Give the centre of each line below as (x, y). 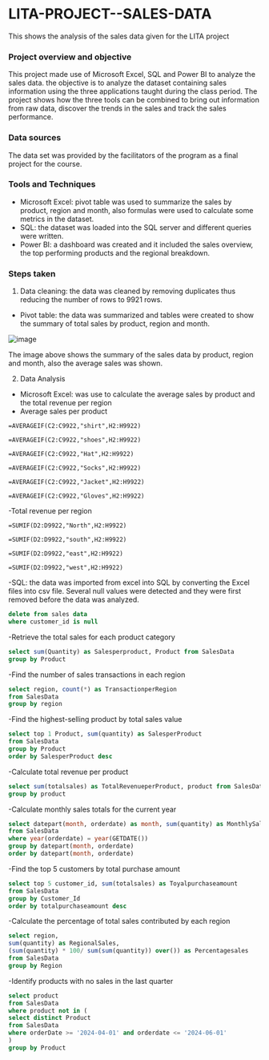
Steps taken (32, 273)
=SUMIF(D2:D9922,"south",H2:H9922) (68, 540)
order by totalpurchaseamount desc (68, 906)
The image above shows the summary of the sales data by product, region (131, 355)
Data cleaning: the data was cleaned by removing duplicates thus (128, 291)
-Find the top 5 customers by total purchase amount (94, 869)
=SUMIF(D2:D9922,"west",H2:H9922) (66, 568)
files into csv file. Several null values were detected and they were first (125, 591)
